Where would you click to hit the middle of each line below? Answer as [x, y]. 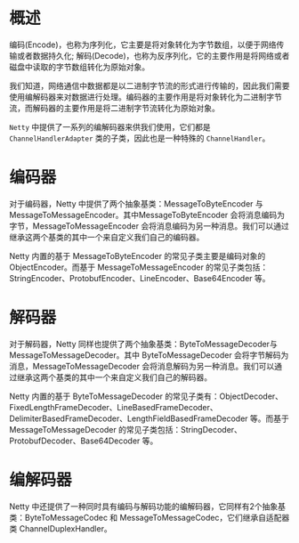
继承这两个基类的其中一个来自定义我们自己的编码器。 [107, 237]
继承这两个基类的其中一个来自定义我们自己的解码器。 [114, 377]
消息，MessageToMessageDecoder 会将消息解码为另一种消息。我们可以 [142, 366]
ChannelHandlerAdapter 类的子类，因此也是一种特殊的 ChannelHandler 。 [140, 138]
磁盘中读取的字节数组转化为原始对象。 [79, 67]
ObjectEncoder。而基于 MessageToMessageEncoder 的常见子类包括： [139, 267]
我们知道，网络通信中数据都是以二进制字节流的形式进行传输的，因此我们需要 [149, 85]
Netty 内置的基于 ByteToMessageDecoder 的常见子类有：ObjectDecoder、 [146, 396]
